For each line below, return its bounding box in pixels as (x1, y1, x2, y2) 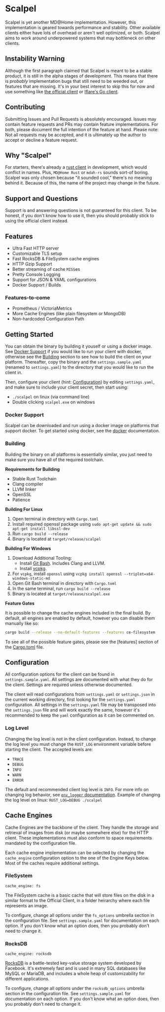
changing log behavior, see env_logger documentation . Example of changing (5, 792, 161, 797)
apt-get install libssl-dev (12, 526, 70, 531)
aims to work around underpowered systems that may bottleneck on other (5, 35, 156, 41)
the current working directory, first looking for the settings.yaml (5, 696, 135, 703)
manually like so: (5, 620, 39, 626)
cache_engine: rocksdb (5, 951, 52, 957)
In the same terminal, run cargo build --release (12, 585, 111, 591)
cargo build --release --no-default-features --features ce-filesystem (5, 630, 155, 635)
